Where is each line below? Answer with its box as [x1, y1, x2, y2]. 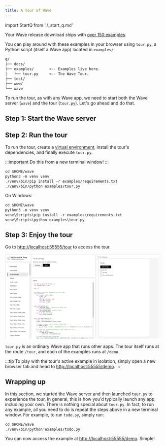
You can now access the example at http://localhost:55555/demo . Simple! [5, 435, 155, 441]
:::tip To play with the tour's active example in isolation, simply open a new [5, 358, 156, 364]
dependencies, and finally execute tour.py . [5, 149, 93, 155]
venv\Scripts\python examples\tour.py [5, 217, 85, 222]
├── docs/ [5, 62, 26, 67]
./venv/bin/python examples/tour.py [5, 184, 80, 189]
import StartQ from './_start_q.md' [5, 22, 73, 28]
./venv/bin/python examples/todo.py [5, 427, 80, 432]
